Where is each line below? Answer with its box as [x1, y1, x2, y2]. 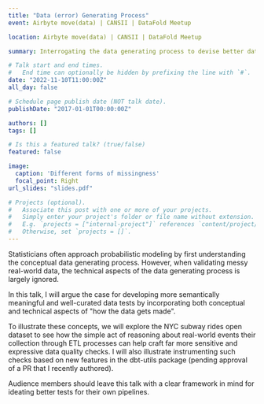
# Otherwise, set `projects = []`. [8, 228, 132, 236]
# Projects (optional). [8, 198, 86, 206]
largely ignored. [8, 274, 59, 284]
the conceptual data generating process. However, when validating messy [8, 258, 248, 267]
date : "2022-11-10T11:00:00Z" [8, 76, 108, 84]
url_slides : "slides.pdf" [8, 184, 93, 192]
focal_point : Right [15, 176, 79, 185]
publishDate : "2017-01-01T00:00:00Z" [8, 105, 132, 113]
